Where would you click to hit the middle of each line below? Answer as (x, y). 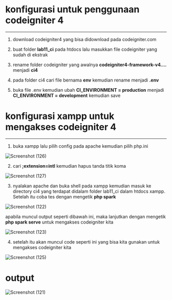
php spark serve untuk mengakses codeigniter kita (59, 222)
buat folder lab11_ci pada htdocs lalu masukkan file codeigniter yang (85, 49)
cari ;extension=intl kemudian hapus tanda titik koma (69, 166)
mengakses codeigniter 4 (61, 127)
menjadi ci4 (25, 70)
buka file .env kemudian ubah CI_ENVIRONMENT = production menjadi (88, 90)
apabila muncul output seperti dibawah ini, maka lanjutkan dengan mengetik (86, 216)
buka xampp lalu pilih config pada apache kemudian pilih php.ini (80, 146)
